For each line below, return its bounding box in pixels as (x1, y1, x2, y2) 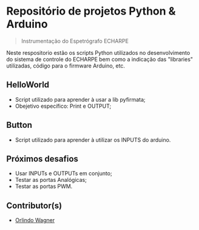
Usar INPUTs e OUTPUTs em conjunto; (15, 170, 112, 177)
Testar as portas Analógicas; (15, 176, 87, 184)
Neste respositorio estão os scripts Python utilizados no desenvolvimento (6, 49, 191, 56)
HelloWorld (6, 80, 50, 90)
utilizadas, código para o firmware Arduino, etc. (6, 62, 126, 69)
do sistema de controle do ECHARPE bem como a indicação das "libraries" (6, 55, 193, 63)
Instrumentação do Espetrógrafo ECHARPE (21, 37, 129, 44)
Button (6, 120, 32, 130)
